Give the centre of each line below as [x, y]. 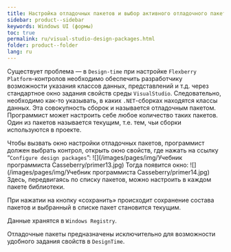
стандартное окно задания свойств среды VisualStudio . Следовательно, [114, 93]
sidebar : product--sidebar [46, 20]
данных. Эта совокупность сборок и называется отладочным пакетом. [112, 108]
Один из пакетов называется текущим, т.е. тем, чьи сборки [95, 122]
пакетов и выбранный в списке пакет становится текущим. [94, 207]
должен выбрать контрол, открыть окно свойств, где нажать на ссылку [113, 150]
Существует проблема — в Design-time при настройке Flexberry [102, 71]
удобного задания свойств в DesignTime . [66, 241]
